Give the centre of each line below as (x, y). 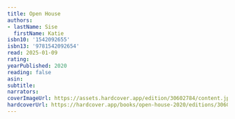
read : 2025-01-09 (33, 53)
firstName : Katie (39, 33)
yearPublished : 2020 (37, 66)
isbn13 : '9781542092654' (43, 46)
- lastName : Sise (33, 27)
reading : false (29, 72)
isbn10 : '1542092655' (39, 40)
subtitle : (22, 85)
